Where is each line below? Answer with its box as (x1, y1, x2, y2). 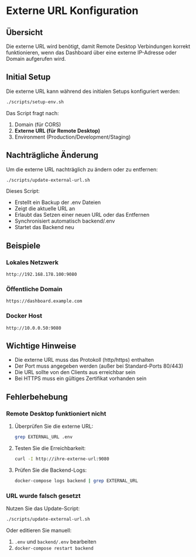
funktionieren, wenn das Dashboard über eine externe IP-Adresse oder (6, 49, 177, 56)
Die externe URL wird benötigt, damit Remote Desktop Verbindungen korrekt (6, 43, 191, 50)
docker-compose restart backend (14, 545, 94, 551)
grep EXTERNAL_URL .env (14, 434, 73, 440)
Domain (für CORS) (14, 121, 61, 128)
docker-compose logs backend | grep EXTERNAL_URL (14, 478, 139, 483)
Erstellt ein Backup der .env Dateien (14, 199, 101, 206)
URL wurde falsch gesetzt (6, 492, 81, 500)
